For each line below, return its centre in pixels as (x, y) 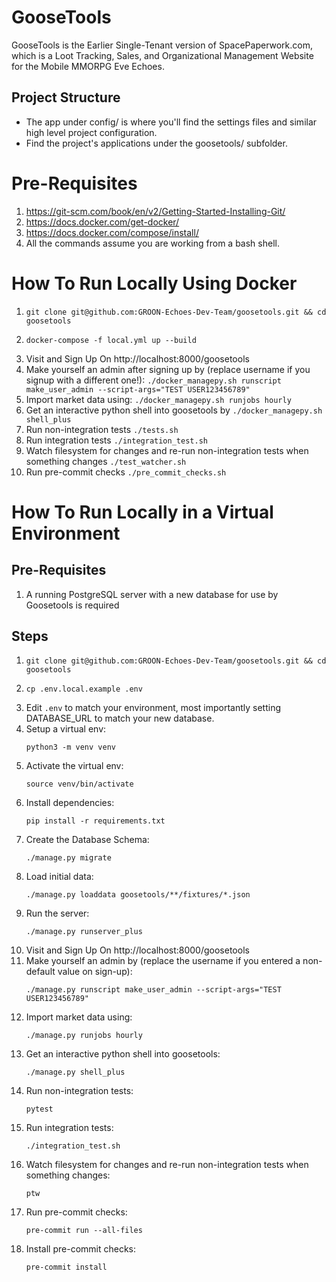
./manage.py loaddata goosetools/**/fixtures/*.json (138, 895)
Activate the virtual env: (74, 766)
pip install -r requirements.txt (95, 821)
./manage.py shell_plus (75, 1072)
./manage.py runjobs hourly (84, 1036)
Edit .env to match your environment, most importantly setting (153, 708)
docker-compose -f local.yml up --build (111, 340)
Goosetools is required (72, 605)
